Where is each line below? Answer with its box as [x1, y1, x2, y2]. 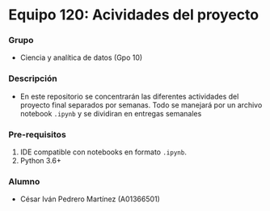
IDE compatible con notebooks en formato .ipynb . [19, 147, 188, 157]
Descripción [8, 73, 58, 84]
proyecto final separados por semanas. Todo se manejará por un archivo [19, 99, 263, 110]
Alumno [8, 176, 40, 187]
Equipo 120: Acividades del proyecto [8, 6, 259, 24]
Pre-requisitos [8, 129, 66, 140]
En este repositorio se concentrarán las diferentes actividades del [19, 91, 239, 101]
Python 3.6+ [19, 156, 62, 166]
